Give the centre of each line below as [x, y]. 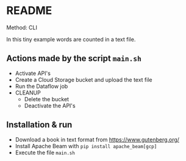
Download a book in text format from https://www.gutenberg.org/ [97, 139]
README [29, 11]
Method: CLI [22, 27]
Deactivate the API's [50, 106]
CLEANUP [28, 93]
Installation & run [39, 125]
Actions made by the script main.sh [74, 59]
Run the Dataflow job [41, 86]
